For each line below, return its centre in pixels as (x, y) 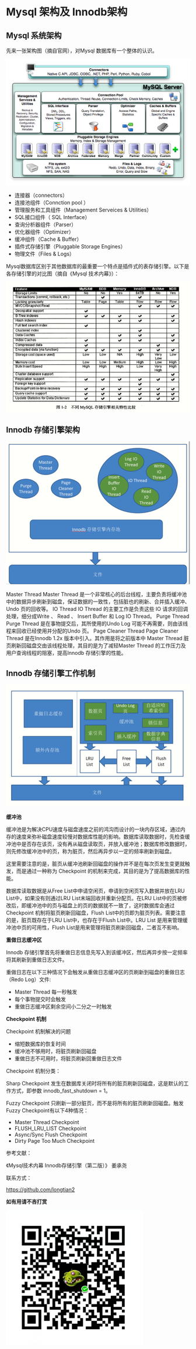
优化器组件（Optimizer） (44, 231)
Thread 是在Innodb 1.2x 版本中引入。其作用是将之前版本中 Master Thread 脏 (98, 638)
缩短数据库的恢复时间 (40, 1044)
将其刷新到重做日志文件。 (37, 959)
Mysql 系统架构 (34, 35)
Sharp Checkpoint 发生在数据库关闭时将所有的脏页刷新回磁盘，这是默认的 (95, 1083)
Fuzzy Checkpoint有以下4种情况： (47, 1110)
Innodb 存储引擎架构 (43, 430)
